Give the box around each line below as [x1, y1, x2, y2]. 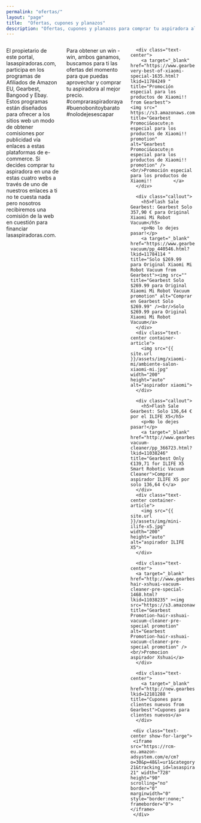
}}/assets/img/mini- [130, 518, 182, 524]
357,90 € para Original [130, 209, 190, 215]
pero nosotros [6, 200, 41, 207]
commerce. [6, 155, 35, 162]
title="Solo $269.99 [130, 257, 182, 263]
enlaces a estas [6, 142, 45, 150]
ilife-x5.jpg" [130, 524, 166, 530]
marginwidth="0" [130, 791, 171, 797]
